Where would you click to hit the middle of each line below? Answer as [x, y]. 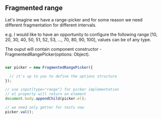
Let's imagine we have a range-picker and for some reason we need [74, 20]
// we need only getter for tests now [45, 108]
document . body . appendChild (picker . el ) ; [46, 99]
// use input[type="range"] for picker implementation [62, 90]
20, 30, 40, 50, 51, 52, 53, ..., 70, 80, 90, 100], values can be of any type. [78, 40]
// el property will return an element [46, 94]
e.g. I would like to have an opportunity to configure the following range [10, [81, 34]
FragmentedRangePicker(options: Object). [47, 54]
